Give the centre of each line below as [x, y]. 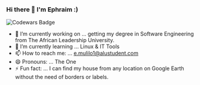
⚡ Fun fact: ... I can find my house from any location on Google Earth [99, 68]
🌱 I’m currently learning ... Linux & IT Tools [67, 46]
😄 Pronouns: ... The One [45, 62]
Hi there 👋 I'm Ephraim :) [42, 10]
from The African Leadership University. [65, 40]
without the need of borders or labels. [62, 77]
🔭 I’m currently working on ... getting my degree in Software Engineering [104, 34]
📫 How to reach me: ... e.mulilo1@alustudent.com [77, 53]
